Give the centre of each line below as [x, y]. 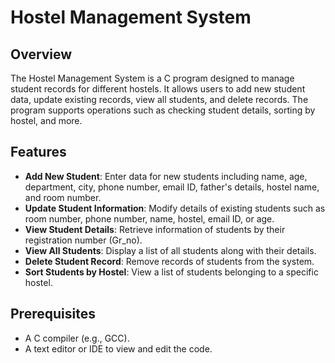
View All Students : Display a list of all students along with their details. [170, 250]
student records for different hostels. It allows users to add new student [158, 89]
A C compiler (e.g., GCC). [77, 338]
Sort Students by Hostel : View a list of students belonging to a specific [171, 272]
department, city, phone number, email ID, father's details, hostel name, [172, 187]
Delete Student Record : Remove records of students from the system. [169, 261]
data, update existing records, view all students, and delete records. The [159, 99]
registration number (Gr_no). [83, 240]
